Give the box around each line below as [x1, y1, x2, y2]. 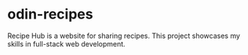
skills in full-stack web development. [7, 39, 126, 48]
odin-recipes [7, 5, 93, 23]
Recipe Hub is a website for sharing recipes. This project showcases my [7, 31, 241, 40]
